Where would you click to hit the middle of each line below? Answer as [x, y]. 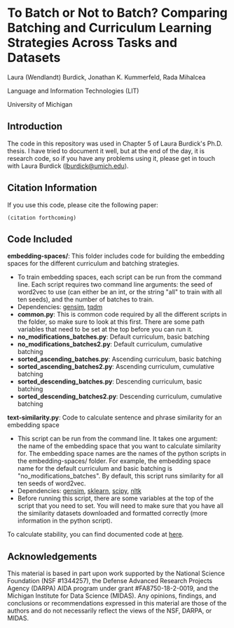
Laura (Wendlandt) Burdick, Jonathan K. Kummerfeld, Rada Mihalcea [106, 77]
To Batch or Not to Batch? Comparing [117, 13]
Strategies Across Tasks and [92, 43]
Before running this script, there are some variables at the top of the [115, 498]
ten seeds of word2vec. [51, 483]
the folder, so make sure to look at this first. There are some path [111, 322]
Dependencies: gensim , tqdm [60, 307]
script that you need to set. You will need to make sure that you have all [121, 506]
